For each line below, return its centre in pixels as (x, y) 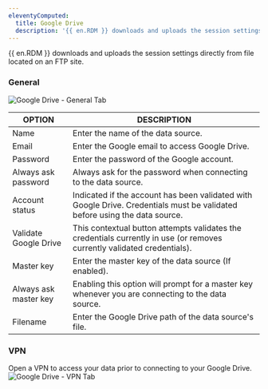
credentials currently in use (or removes (148, 238)
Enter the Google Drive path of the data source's (163, 316)
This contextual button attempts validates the (157, 228)
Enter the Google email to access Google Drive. (161, 146)
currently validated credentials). (132, 248)
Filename (30, 322)
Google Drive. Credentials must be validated (155, 204)
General (24, 82)
